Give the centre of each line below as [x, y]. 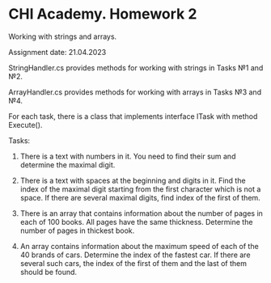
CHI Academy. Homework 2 [103, 14]
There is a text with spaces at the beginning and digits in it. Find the [133, 180]
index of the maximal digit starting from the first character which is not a [140, 189]
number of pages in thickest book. [77, 230]
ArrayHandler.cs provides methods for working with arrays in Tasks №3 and [135, 92]
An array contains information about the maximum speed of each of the [139, 246]
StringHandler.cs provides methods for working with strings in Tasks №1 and [136, 68]
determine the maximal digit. [68, 165]
